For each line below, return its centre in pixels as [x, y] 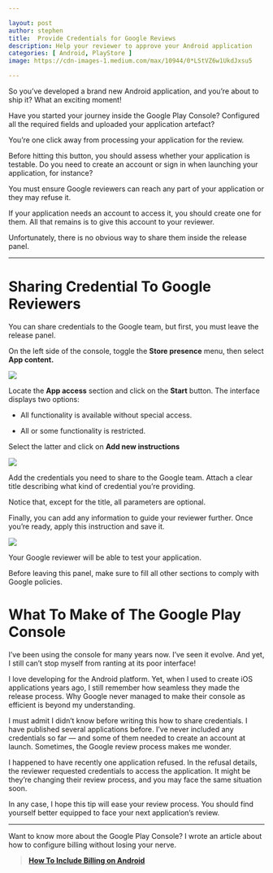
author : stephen [36, 31]
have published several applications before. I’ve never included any [121, 729]
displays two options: [44, 399]
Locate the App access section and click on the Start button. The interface [134, 391]
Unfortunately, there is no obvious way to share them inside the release [128, 238]
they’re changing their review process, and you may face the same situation [135, 779]
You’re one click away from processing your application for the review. [126, 140]
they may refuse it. [40, 197]
